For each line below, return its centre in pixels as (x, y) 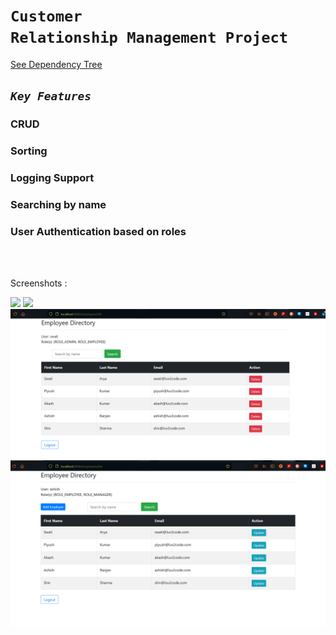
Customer (46, 16)
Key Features (51, 96)
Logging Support (52, 178)
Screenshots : (39, 283)
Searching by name (58, 205)
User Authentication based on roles (98, 231)
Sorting (29, 151)
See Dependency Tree (56, 64)
